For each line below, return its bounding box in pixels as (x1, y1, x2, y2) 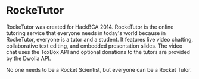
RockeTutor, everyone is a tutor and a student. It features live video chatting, (6, 36, 194, 43)
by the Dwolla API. (6, 55, 51, 62)
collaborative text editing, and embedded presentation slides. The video (6, 42, 183, 49)
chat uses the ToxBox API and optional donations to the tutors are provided (6, 48, 191, 55)
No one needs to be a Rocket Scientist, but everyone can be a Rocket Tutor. (6, 66, 192, 73)
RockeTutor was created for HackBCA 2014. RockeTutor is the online (6, 23, 174, 30)
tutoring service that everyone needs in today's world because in (6, 29, 166, 36)
